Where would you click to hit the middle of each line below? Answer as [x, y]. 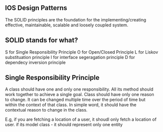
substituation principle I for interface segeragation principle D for [70, 57]
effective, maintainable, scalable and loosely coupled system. [67, 25]
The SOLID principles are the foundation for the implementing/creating [76, 19]
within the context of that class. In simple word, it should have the [71, 105]
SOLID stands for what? [42, 40]
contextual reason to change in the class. [46, 110]
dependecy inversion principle [36, 62]
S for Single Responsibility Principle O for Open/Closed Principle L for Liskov [81, 52]
